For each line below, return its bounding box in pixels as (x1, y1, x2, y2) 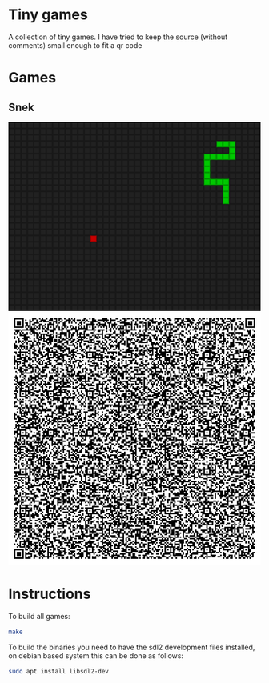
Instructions (8, 585, 91, 603)
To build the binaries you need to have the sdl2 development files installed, (8, 642, 255, 652)
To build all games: (8, 611, 70, 621)
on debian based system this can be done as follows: (8, 650, 184, 661)
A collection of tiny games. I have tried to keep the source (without (8, 32, 228, 42)
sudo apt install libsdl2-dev (8, 667, 110, 675)
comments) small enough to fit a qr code (8, 40, 143, 50)
